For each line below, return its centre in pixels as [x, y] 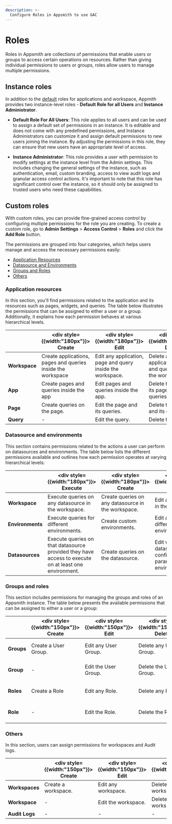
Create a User [48, 645]
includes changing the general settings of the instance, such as [80, 168]
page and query [114, 363]
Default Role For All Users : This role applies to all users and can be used [89, 120]
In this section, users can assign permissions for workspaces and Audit [80, 745]
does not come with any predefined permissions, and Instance [79, 131]
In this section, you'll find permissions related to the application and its [80, 301]
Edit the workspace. [122, 802]
